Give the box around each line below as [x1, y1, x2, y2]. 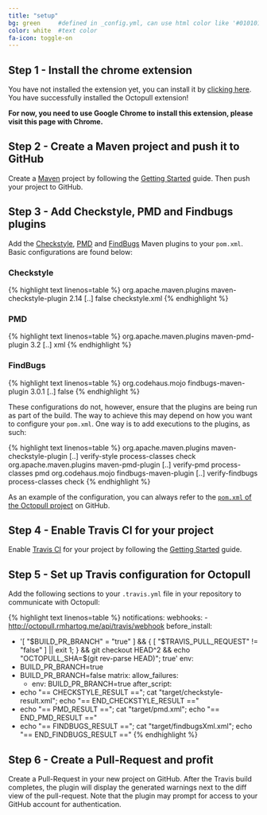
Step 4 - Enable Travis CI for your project [8, 523, 215, 537]
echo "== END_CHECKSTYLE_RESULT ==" [59, 696, 199, 706]
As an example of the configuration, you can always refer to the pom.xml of [8, 492, 252, 502]
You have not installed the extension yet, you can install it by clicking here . [8, 84, 252, 94]
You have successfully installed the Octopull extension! [8, 93, 189, 103]
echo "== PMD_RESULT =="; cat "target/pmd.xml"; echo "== [19, 704, 220, 714]
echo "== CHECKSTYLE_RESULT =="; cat [19, 688, 157, 697]
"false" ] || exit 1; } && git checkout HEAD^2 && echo [19, 645, 191, 655]
